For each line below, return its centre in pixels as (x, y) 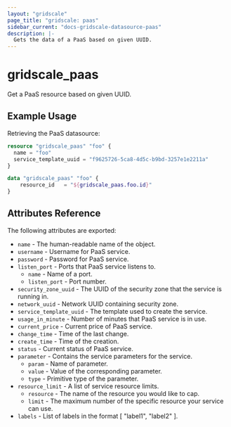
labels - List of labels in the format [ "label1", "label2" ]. (98, 416)
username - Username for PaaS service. (74, 251)
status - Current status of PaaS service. (75, 348)
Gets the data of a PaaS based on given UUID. (83, 40)
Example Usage (42, 116)
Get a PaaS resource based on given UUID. (70, 94)
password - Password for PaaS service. (73, 259)
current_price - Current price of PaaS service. (85, 326)
